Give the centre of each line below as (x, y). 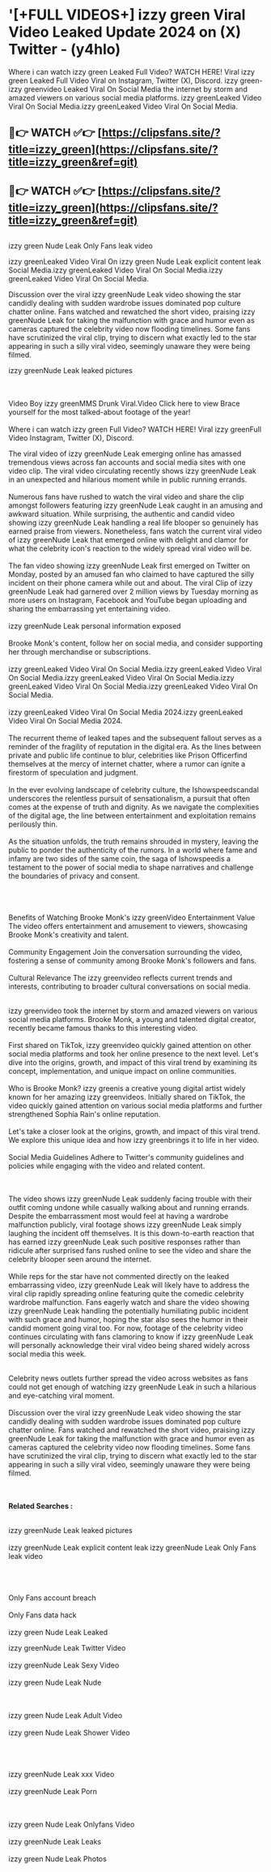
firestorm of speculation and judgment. (74, 773)
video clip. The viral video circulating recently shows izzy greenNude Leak (133, 471)
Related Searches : (41, 1506)
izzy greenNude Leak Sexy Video (64, 1665)
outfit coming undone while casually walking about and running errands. (129, 1208)
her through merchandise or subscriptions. (80, 652)
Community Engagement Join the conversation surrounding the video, (125, 952)
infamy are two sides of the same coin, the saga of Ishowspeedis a (120, 859)
